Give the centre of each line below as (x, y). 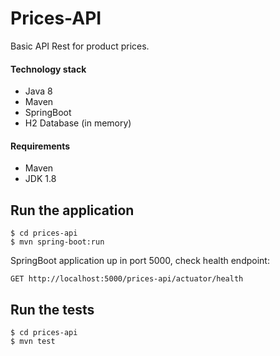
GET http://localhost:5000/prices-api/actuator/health (127, 279)
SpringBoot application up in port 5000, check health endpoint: (140, 261)
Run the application (72, 210)
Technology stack (48, 69)
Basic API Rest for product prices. (80, 46)
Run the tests (52, 309)
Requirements (40, 146)
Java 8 (38, 91)
